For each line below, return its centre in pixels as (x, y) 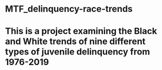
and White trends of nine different (75, 42)
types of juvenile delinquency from (78, 52)
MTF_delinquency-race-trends (69, 9)
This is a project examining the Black (81, 31)
